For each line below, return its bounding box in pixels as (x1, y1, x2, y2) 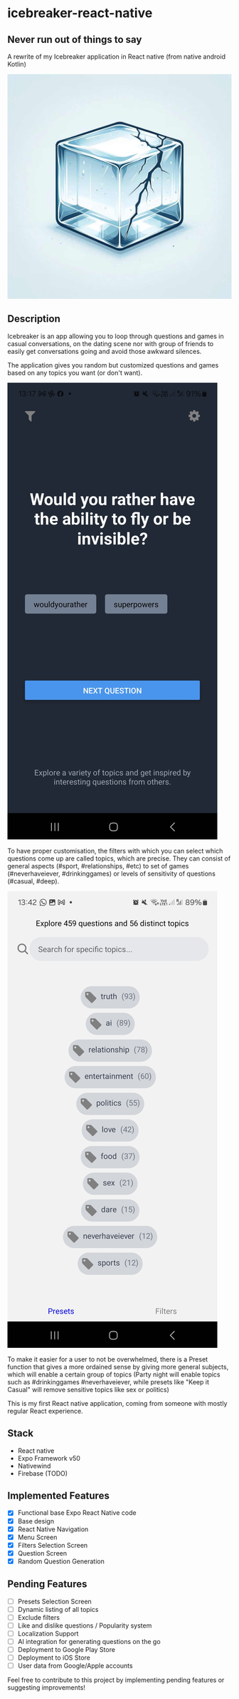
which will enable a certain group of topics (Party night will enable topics (7, 1370, 221, 1379)
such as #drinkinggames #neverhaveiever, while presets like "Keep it (7, 1377, 210, 1386)
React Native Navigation (17, 1525, 89, 1533)
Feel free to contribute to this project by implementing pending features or (7, 1675, 225, 1685)
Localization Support (17, 1629, 79, 1638)
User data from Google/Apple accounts (17, 1661, 133, 1670)
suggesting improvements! (7, 1683, 85, 1692)
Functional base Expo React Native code (17, 1508, 137, 1517)
